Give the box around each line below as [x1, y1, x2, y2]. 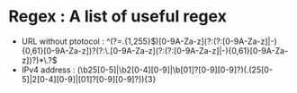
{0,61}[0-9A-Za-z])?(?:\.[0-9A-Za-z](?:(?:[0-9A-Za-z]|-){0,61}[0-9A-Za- [21, 45, 289, 55]
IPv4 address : [21, 64, 76, 75]
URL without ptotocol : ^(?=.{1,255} [21, 36, 151, 46]
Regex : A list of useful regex [8, 6, 227, 27]
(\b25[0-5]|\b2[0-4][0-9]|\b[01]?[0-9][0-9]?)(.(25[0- [76, 64, 274, 75]
